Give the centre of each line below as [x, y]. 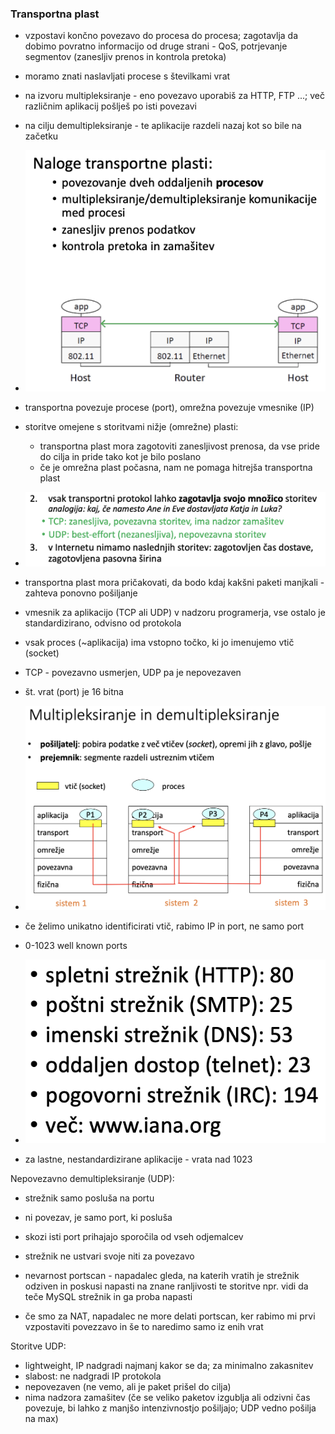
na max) [41, 1418]
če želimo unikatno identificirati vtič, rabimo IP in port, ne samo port [164, 926]
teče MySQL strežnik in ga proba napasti [108, 1296]
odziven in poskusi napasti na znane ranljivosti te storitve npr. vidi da [166, 1286]
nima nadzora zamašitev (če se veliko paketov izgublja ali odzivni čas [167, 1397]
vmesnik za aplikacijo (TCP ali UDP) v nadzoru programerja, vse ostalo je [175, 612]
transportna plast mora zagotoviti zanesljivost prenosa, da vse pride [179, 446]
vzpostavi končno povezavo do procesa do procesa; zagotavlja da [161, 36]
